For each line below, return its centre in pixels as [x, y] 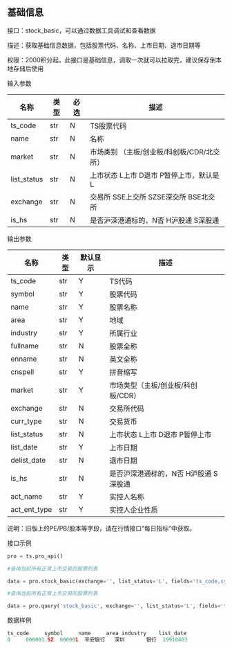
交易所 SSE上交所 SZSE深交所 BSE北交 [152, 197]
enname [24, 359]
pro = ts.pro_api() [35, 556]
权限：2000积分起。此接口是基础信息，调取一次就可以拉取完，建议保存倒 [112, 60]
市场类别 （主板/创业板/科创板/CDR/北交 [155, 152]
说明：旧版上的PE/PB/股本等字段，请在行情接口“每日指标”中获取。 [101, 528]
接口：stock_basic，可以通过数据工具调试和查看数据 [82, 30]
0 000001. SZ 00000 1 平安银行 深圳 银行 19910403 [97, 640]
